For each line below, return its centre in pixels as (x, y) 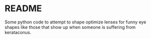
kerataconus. (18, 32)
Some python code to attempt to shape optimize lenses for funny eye (75, 22)
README (23, 9)
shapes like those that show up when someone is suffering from (70, 27)
